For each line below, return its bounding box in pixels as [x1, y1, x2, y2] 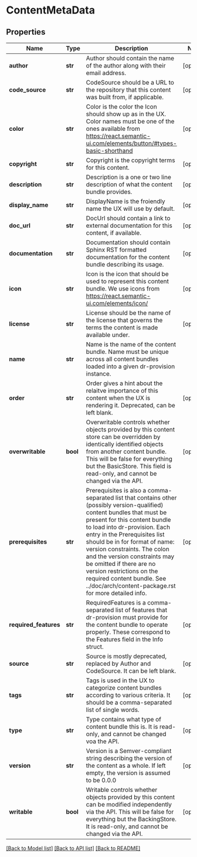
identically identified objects [86, 440, 164, 448]
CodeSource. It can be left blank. [86, 667, 176, 675]
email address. [86, 69, 127, 77]
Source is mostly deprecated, [86, 652, 167, 660]
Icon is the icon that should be [86, 270, 169, 278]
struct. [86, 643, 104, 650]
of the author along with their [86, 62, 166, 69]
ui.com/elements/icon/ [86, 299, 148, 307]
